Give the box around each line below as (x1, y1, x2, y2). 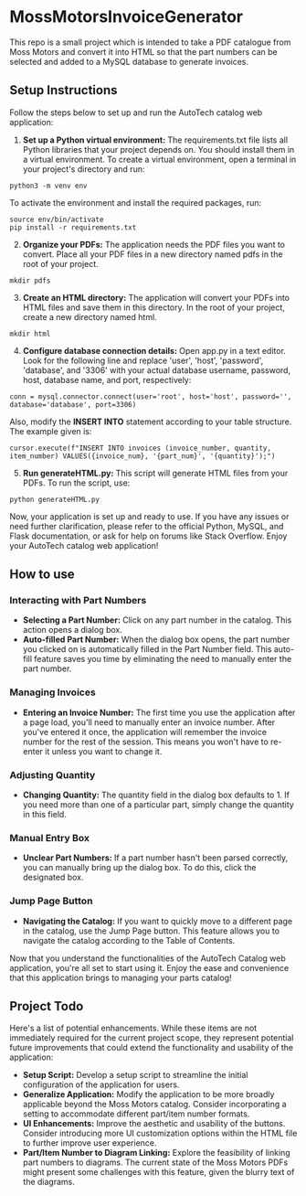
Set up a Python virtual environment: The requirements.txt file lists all (22, 134, 289, 145)
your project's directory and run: (22, 163, 145, 175)
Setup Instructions (9, 82, 118, 98)
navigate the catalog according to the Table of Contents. (22, 934, 236, 945)
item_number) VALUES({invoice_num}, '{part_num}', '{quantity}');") (9, 451, 276, 461)
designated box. (22, 871, 84, 883)
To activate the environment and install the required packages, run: (9, 197, 262, 208)
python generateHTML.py (9, 495, 100, 504)
